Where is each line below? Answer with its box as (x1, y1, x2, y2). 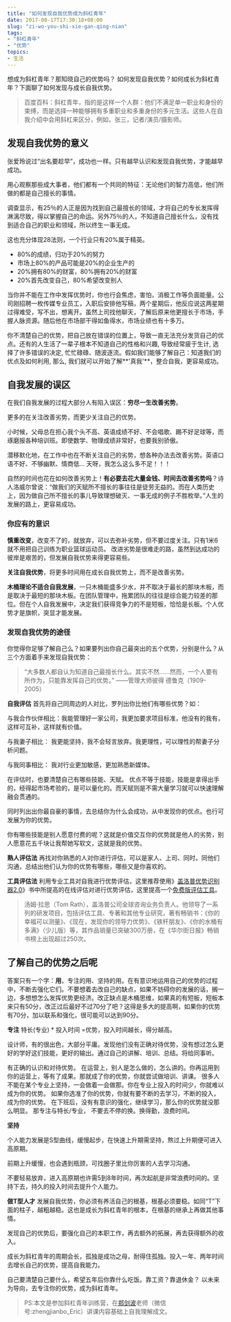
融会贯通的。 (7, 792, 43, 800)
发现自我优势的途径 (7, 627, 71, 637)
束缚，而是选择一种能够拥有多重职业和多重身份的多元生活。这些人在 (23, 106, 217, 114)
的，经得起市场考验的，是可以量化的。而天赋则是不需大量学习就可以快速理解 (7, 784, 224, 792)
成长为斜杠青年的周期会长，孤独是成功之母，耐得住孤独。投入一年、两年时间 (7, 1252, 224, 1260)
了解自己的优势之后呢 (7, 957, 98, 968)
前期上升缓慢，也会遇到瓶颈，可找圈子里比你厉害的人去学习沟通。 (7, 1159, 194, 1167)
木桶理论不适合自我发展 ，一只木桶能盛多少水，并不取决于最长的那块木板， (7, 582, 218, 591)
